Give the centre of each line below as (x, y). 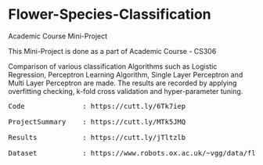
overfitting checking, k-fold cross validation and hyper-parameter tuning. (126, 91)
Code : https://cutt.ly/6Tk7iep (97, 106)
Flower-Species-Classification (110, 14)
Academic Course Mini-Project (58, 36)
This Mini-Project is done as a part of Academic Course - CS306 (112, 51)
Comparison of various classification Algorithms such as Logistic (113, 66)
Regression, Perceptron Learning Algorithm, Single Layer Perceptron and (126, 74)
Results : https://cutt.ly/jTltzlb (97, 137)
